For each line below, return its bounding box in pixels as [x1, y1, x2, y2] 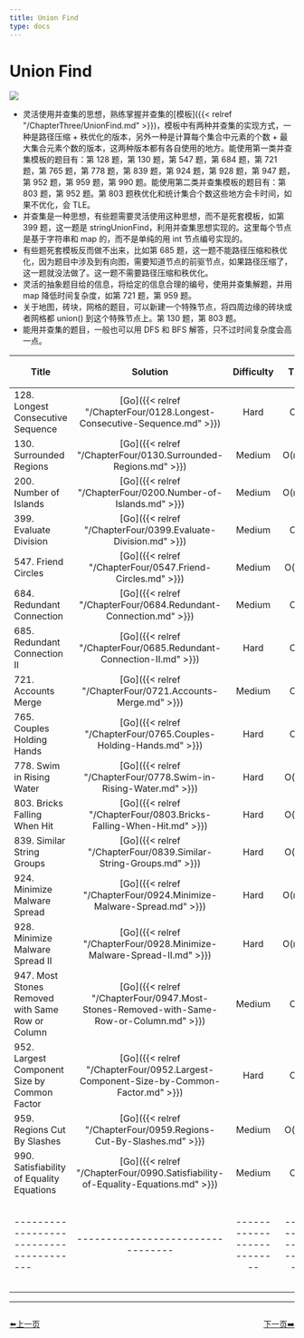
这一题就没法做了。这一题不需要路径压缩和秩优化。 [22, 268, 214, 278]
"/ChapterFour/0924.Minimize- [82, 889, 217, 902]
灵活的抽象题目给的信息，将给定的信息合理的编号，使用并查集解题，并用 [22, 278, 292, 290]
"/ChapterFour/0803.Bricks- [89, 808, 212, 821]
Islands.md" [115, 498, 166, 511]
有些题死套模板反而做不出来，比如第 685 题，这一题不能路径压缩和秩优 [22, 245, 288, 256]
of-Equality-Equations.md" [81, 1178, 200, 1191]
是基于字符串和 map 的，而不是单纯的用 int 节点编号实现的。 [22, 233, 248, 245]
